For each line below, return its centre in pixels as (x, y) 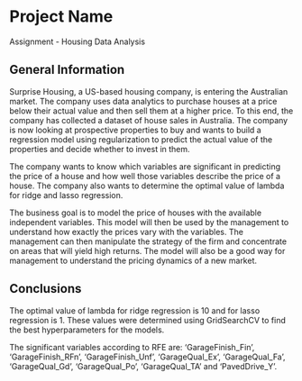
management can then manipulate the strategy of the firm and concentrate (148, 241)
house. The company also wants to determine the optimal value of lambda (147, 186)
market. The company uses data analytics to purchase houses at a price (143, 101)
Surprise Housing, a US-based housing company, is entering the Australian (149, 91)
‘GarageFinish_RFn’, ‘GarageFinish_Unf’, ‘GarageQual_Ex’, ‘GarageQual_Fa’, (147, 357)
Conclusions (46, 289)
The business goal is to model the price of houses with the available (136, 213)
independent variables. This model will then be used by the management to (149, 222)
